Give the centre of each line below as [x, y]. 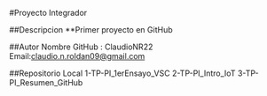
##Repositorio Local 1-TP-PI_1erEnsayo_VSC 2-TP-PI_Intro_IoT [122, 73]
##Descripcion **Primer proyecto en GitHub [91, 30]
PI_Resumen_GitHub [46, 82]
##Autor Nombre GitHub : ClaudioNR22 [81, 47]
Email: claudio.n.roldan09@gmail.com [77, 56]
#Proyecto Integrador [48, 13]
